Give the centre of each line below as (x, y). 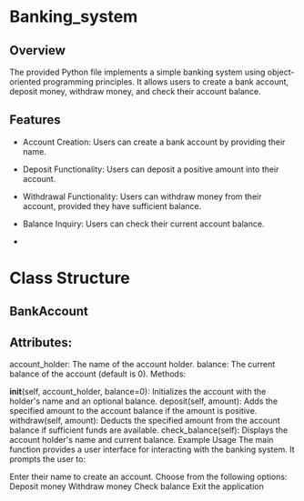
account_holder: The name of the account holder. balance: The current (142, 365)
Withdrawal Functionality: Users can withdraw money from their (142, 196)
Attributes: (41, 342)
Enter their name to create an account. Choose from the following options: (148, 477)
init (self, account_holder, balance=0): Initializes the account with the (138, 392)
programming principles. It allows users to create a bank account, (166, 82)
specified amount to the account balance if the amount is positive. (133, 411)
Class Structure (70, 278)
